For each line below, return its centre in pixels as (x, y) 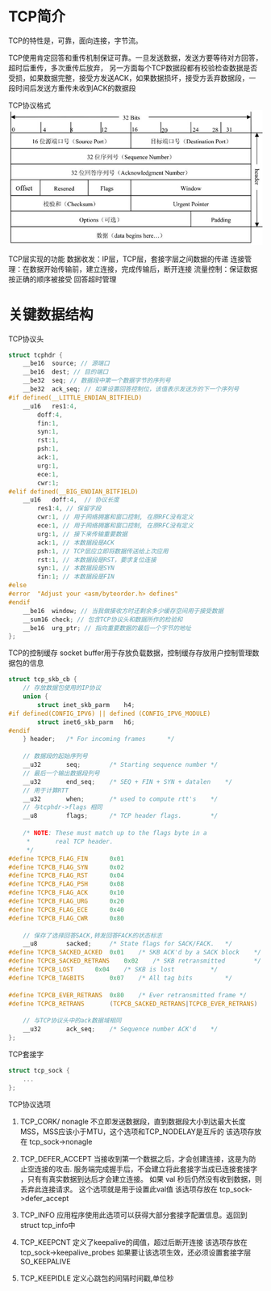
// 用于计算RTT (46, 790)
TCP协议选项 (29, 1104)
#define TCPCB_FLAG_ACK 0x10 (67, 893)
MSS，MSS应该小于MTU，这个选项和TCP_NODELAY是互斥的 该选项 (133, 1131)
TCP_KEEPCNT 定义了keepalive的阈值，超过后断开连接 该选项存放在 (134, 1242)
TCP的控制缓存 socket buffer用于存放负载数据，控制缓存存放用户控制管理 (130, 653)
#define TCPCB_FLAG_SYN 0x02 (67, 867)
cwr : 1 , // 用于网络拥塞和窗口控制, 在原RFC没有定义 (115, 517)
